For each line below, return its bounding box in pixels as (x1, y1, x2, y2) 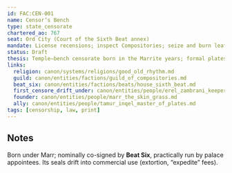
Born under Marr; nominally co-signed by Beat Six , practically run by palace (7, 150, 224, 159)
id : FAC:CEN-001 (7, 10, 54, 17)
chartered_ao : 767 (7, 29, 60, 37)
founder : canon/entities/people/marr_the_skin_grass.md (13, 94, 177, 101)
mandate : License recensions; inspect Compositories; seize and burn (7, 42, 212, 49)
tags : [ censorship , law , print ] (7, 107, 100, 113)
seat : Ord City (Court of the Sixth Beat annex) (7, 36, 150, 43)
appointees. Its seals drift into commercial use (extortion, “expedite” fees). (7, 158, 219, 166)
